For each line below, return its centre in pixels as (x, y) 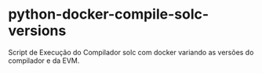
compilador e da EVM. (44, 61)
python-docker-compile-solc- (109, 14)
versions (37, 31)
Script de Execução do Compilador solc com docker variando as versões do (131, 52)
